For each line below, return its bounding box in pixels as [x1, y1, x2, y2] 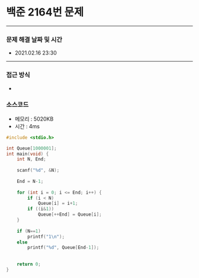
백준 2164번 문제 [6, 5, 84, 19]
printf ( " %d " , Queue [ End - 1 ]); [27, 245, 99, 251]
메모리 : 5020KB [14, 115, 54, 122]
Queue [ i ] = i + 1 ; [37, 200, 78, 207]
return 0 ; [17, 261, 41, 267]
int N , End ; [17, 156, 46, 162]
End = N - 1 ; [17, 178, 44, 184]
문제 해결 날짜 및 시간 [6, 35, 62, 43]
